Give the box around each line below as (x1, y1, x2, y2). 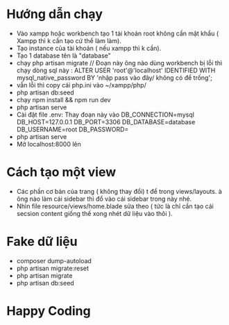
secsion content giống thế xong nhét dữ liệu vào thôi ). (16, 209, 173, 217)
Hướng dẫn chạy (6, 6, 103, 22)
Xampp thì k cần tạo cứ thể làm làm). (16, 36, 122, 44)
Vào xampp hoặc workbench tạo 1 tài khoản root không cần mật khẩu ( (16, 29, 219, 37)
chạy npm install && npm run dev (16, 95, 111, 103)
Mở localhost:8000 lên (16, 140, 81, 148)
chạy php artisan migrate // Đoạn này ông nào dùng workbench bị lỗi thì (16, 58, 223, 67)
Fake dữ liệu (6, 234, 78, 249)
